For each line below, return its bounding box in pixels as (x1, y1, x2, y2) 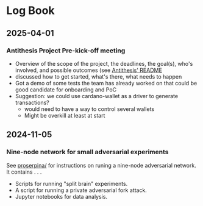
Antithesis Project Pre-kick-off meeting (6, 46, 126, 55)
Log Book (6, 4, 55, 18)
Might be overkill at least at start (24, 112, 105, 119)
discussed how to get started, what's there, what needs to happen (15, 73, 182, 80)
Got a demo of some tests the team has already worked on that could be (15, 79, 198, 87)
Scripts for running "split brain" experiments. (15, 180, 128, 187)
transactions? (15, 99, 50, 106)
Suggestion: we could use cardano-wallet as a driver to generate (15, 92, 179, 99)
